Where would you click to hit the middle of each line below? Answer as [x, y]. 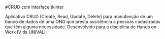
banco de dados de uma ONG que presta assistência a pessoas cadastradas [83, 22]
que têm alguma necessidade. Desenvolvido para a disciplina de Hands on [81, 27]
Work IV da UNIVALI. [26, 32]
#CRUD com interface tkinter [34, 7]
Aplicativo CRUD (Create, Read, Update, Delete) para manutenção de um [79, 16]
